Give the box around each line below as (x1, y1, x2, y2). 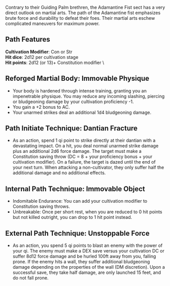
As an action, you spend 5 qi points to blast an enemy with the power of (12, 242, 163, 248)
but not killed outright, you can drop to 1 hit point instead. (12, 214, 132, 220)
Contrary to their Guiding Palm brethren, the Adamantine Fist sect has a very (5, 5, 165, 10)
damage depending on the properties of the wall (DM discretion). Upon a (12, 264, 165, 270)
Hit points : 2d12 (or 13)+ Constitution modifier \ (5, 59, 105, 66)
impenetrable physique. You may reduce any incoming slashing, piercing (12, 93, 165, 99)
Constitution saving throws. (12, 203, 70, 210)
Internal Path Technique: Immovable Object (5, 184, 146, 193)
